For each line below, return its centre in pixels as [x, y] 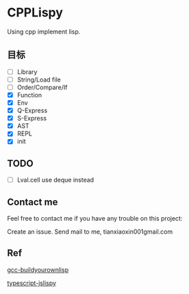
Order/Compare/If [42, 87]
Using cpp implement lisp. [44, 32]
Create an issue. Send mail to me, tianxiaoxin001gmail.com [90, 232]
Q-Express [32, 110]
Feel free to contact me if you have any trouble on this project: [95, 219]
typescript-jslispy [32, 283]
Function [29, 95]
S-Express [32, 119]
